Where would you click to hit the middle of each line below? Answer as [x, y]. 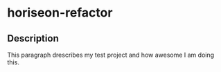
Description [33, 38]
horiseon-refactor [60, 13]
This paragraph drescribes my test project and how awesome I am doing [111, 55]
